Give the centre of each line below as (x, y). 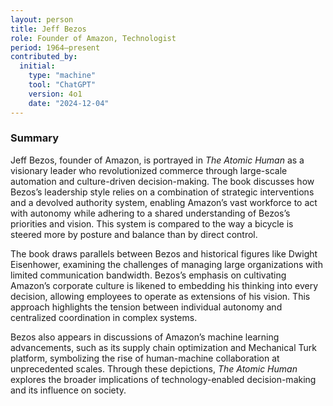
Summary (35, 138)
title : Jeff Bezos (48, 29)
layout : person (42, 19)
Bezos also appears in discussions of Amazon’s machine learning (145, 337)
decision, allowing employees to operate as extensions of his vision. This (160, 296)
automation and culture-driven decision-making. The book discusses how (162, 181)
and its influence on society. (68, 390)
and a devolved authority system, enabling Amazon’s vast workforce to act (164, 202)
